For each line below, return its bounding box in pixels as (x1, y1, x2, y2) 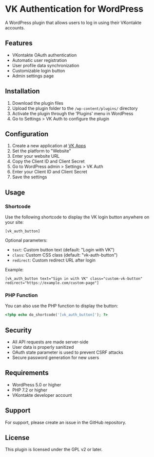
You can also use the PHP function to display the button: (5, 303, 118, 309)
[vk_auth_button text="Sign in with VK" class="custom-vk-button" (5, 276, 143, 281)
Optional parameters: (5, 238, 48, 243)
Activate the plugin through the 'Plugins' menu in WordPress (12, 110, 134, 116)
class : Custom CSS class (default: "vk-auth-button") (12, 252, 118, 258)
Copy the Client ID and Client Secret (12, 158, 85, 165)
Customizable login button (12, 68, 65, 73)
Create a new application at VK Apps (12, 143, 86, 149)
